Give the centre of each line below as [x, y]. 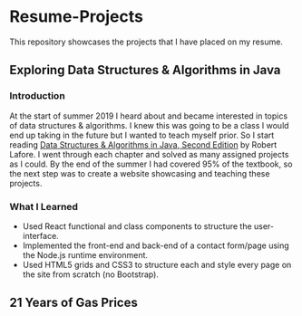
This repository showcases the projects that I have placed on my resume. [146, 42]
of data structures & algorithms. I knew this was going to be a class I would [149, 125]
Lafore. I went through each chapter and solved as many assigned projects [149, 154]
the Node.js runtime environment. [85, 254]
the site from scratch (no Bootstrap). [90, 274]
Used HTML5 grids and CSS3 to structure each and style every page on [157, 264]
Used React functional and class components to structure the [137, 226]
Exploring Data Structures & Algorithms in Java [145, 70]
